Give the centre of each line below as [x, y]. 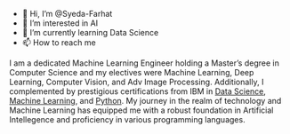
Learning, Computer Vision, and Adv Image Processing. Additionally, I [137, 82]
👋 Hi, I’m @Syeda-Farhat [67, 14]
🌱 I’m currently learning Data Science [90, 32]
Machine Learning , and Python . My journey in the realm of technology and [145, 101]
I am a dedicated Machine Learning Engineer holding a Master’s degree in [145, 63]
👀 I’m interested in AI [60, 23]
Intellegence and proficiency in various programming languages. [128, 119]
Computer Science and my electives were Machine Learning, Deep [132, 72]
